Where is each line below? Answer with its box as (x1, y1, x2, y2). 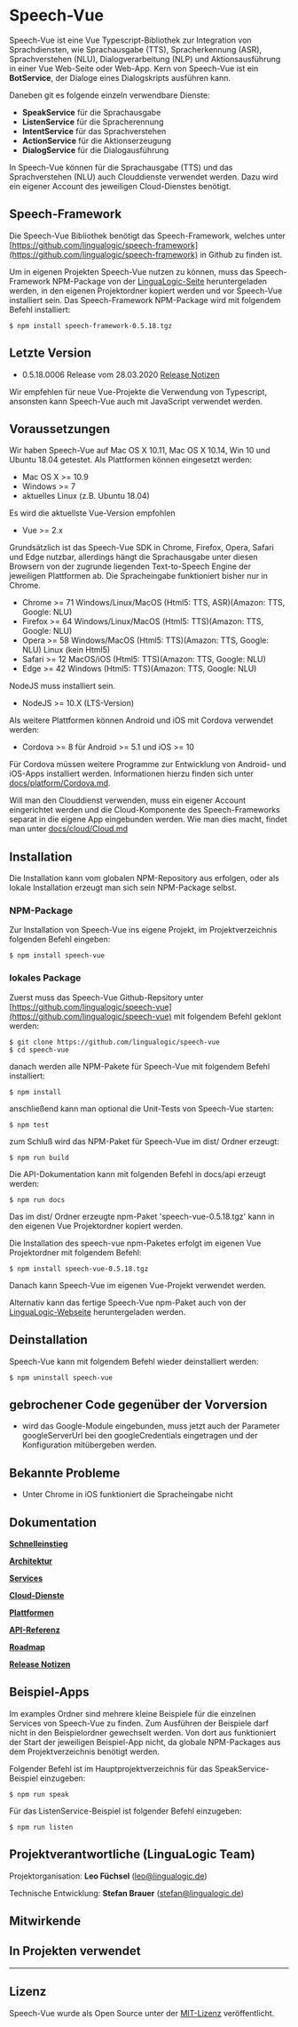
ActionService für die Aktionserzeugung (21, 135, 171, 146)
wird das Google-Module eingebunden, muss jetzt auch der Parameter (21, 1421, 280, 1431)
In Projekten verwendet (9, 1943, 141, 1959)
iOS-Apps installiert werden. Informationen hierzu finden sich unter (9, 768, 255, 779)
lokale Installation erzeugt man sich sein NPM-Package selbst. (9, 882, 238, 893)
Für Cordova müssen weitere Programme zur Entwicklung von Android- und (9, 759, 286, 770)
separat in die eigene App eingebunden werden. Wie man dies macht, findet (9, 814, 288, 825)
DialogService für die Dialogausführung (21, 144, 169, 156)
